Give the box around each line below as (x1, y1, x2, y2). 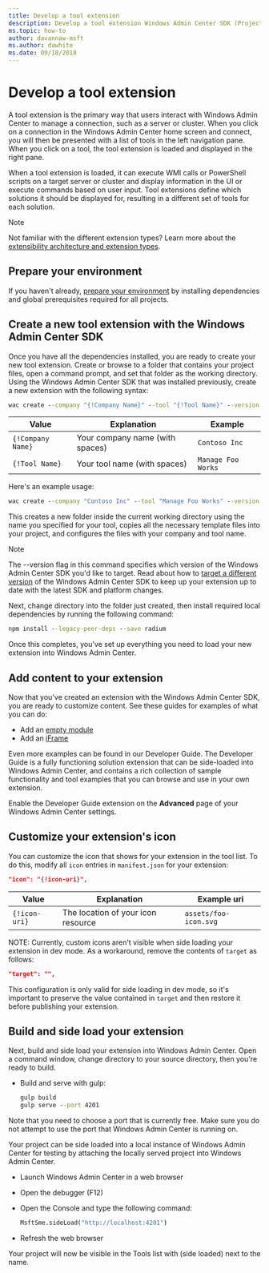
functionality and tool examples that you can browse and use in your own (8, 774, 250, 784)
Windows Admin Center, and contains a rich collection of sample (8, 766, 222, 775)
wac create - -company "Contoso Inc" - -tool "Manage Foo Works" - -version (8, 497, 260, 505)
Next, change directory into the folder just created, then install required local (8, 601, 260, 611)
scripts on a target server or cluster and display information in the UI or (8, 176, 243, 186)
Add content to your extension (8, 671, 163, 685)
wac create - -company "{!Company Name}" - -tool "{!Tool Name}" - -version (8, 401, 260, 409)
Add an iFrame (19, 733, 69, 743)
